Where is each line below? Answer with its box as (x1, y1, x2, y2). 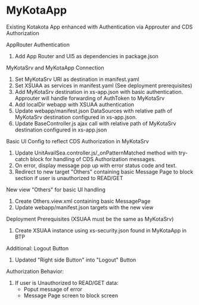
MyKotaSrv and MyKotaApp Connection (6, 64, 104, 71)
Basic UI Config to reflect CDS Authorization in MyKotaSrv (6, 137, 149, 144)
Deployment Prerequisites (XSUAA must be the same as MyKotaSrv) (6, 215, 174, 222)
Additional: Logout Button (6, 244, 69, 251)
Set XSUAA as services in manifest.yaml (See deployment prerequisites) (14, 81, 192, 89)
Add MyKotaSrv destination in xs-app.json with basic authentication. (14, 88, 184, 95)
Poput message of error (23, 285, 82, 293)
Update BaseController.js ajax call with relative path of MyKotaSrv (14, 120, 177, 127)
